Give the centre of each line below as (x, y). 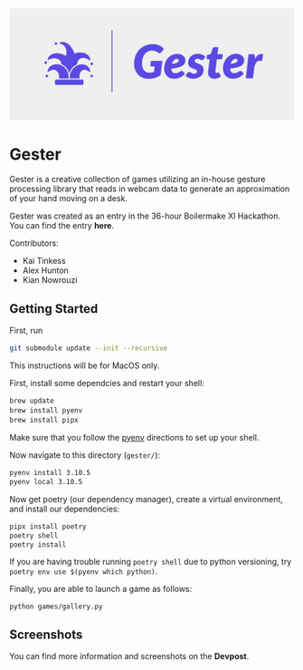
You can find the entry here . (62, 226)
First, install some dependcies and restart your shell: (107, 383)
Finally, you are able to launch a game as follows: (101, 589)
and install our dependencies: (65, 509)
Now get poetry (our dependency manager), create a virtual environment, (146, 500)
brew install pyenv (46, 410)
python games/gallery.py (56, 607)
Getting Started (54, 309)
